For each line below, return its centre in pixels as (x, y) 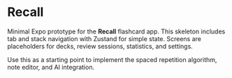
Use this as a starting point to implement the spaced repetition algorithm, (112, 59)
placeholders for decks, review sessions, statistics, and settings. (100, 46)
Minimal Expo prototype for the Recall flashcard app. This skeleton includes (116, 31)
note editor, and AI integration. (51, 67)
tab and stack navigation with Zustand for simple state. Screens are (104, 38)
